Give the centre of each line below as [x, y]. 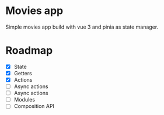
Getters [23, 73]
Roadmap [29, 50]
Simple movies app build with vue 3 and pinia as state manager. [82, 27]
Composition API [34, 106]
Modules [25, 100]
